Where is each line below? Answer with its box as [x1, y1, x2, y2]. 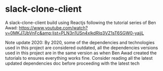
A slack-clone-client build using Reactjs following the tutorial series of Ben [5, 20, 156, 25]
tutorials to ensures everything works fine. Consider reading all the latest [5, 55, 153, 61]
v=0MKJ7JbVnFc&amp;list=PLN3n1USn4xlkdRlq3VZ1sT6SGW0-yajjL [5, 30, 144, 36]
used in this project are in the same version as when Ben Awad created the [5, 50, 157, 56]
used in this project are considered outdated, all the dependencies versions [5, 45, 159, 50]
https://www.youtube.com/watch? [19, 24, 88, 30]
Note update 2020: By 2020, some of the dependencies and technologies [5, 39, 155, 45]
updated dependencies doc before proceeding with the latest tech [5, 60, 140, 66]
